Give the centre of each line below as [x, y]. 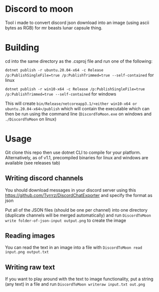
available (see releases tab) [33, 163]
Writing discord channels [44, 178]
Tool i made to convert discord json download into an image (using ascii [77, 23]
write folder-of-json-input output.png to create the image [66, 220]
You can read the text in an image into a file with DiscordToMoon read [74, 247]
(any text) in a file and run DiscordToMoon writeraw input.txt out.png [75, 284]
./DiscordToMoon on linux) [31, 119]
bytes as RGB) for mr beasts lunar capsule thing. [54, 27]
